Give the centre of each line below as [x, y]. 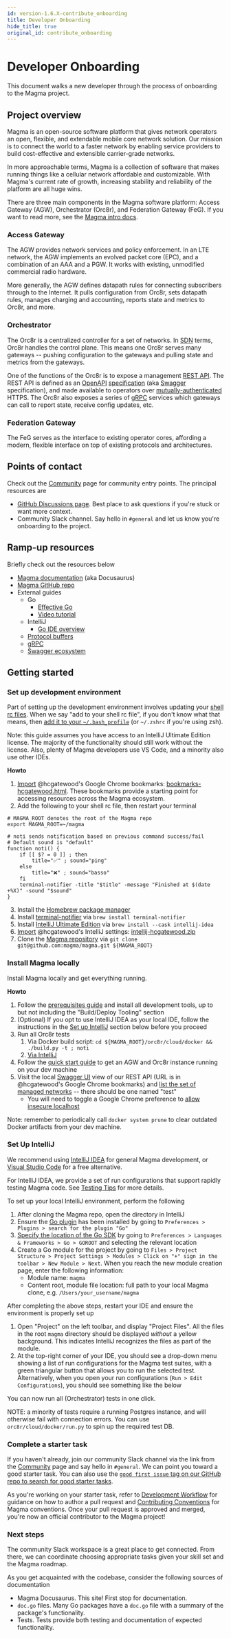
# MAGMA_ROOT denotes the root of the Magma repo [80, 819]
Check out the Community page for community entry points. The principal [112, 483]
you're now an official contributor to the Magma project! [86, 1517]
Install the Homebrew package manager [74, 910]
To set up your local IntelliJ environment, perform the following [96, 1201]
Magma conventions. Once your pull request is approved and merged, [106, 1509]
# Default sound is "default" [51, 843]
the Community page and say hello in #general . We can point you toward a [112, 1467]
